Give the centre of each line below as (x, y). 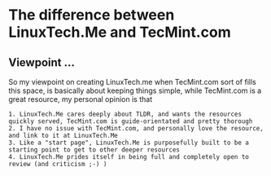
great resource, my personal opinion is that (81, 99)
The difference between (92, 15)
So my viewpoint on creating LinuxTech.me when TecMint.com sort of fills (132, 82)
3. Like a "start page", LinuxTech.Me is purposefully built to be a (129, 143)
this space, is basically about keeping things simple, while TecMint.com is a (135, 90)
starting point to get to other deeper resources (94, 150)
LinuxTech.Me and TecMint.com (120, 32)
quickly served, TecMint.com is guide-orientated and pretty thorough (131, 121)
